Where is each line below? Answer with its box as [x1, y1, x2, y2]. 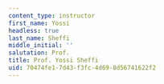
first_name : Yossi [8, 19, 70, 27]
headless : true [8, 26, 59, 34]
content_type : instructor [8, 11, 95, 20]
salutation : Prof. [8, 49, 70, 57]
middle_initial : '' [8, 42, 74, 50]
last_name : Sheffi [8, 34, 70, 42]
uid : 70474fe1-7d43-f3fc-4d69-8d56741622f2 [8, 64, 157, 72]
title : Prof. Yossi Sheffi [8, 57, 99, 65]
